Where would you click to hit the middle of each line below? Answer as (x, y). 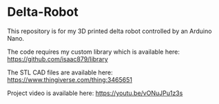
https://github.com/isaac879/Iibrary (58, 59)
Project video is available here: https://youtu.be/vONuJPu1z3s (95, 93)
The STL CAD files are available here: (60, 72)
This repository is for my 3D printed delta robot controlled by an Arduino (109, 31)
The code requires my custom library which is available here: (94, 52)
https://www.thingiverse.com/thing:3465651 (70, 79)
